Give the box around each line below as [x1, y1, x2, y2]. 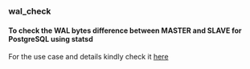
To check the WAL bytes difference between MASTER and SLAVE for [8, 26, 243, 35]
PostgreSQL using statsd [8, 34, 94, 43]
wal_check [8, 6, 51, 17]
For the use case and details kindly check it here [8, 52, 169, 62]
